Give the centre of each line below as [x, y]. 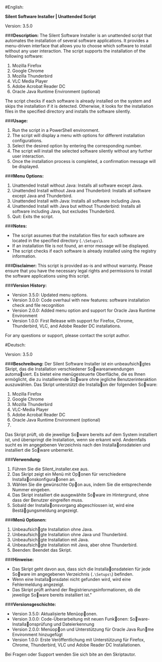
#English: [14, 7]
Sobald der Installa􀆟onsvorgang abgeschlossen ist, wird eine [73, 505]
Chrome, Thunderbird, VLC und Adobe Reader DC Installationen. [77, 645]
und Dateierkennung [74, 624]
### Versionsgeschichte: [31, 604]
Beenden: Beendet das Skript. [42, 550]
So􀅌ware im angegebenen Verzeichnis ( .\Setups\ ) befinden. [73, 574]
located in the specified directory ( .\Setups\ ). [57, 241]
